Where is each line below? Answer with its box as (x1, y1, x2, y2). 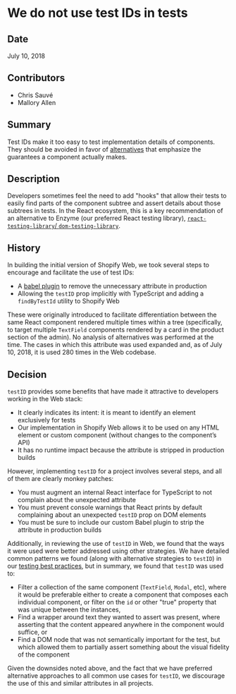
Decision (7, 368, 47, 380)
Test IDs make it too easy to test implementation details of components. (7, 138, 216, 146)
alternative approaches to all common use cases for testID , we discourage (7, 671, 225, 680)
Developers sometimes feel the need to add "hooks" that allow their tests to (7, 192, 227, 200)
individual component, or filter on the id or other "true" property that (17, 598, 217, 607)
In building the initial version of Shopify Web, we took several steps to (7, 261, 210, 269)
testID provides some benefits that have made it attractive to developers (7, 387, 219, 396)
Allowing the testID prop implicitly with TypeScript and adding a (17, 289, 204, 298)
